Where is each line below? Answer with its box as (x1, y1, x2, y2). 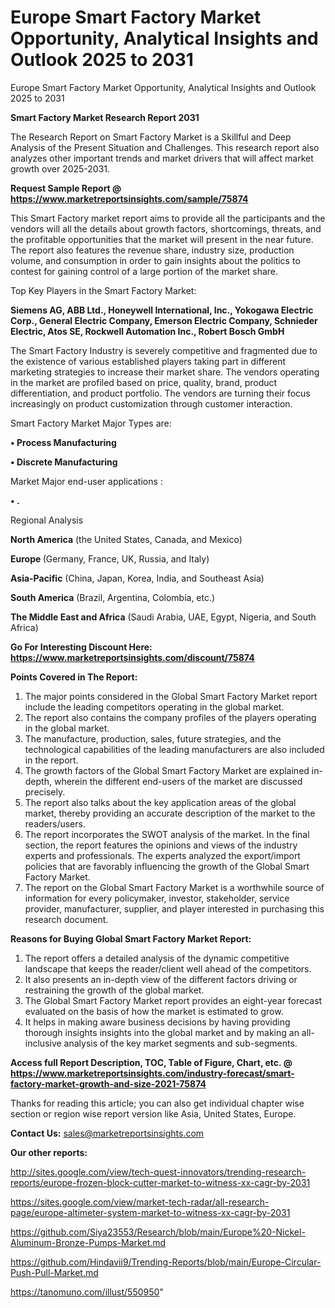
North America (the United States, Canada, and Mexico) (10, 533, 243, 545)
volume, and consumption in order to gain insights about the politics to (10, 254, 301, 266)
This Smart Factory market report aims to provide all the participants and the (10, 212, 326, 224)
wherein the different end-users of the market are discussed (53, 775, 303, 787)
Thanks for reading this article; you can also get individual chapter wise (10, 1097, 305, 1109)
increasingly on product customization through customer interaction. (10, 397, 293, 410)
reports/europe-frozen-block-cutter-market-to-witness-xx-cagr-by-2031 (10, 1176, 311, 1188)
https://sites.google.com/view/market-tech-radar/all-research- (10, 1196, 270, 1208)
